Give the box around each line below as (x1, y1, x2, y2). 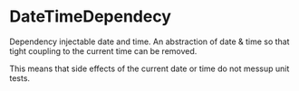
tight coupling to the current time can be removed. (9, 45, 198, 56)
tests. (9, 72, 30, 83)
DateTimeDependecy (9, 6, 172, 27)
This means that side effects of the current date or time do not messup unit (9, 63, 290, 74)
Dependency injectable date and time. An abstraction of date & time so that (9, 36, 290, 47)
